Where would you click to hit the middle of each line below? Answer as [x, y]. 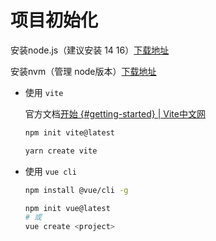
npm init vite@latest [69, 132]
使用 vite [44, 92]
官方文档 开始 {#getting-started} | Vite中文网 [115, 113]
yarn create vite [61, 151]
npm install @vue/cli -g [76, 190]
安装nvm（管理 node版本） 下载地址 [83, 71]
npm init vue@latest [67, 208]
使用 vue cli [50, 171]
